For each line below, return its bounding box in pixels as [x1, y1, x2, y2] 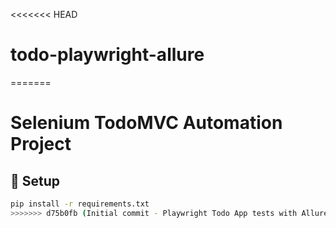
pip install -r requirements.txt [10, 199, 150, 209]
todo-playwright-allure [10, 44, 205, 66]
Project [10, 133, 72, 156]
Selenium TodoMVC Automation [10, 112, 283, 134]
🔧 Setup [10, 172, 61, 189]
